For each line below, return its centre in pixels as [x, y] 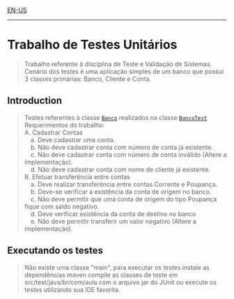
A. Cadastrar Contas [54, 132]
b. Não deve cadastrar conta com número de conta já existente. [122, 147]
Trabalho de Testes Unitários [92, 45]
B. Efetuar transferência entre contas [77, 176]
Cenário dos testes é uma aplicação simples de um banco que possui [124, 71]
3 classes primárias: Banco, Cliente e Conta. [88, 79]
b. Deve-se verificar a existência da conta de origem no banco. [121, 192]
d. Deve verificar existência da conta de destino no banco [113, 214]
